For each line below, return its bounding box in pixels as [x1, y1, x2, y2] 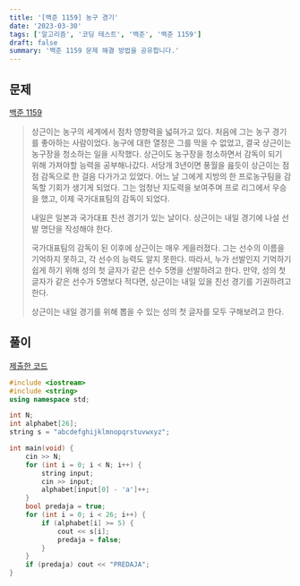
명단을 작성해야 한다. [40, 223, 114, 234]
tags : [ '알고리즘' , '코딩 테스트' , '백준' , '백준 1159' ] [9, 30, 201, 38]
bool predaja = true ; [25, 502, 106, 511]
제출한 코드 [9, 360, 48, 371]
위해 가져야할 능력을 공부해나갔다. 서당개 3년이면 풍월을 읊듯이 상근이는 [30, 159, 280, 170]
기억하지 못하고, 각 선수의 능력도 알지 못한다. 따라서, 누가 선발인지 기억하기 [30, 253, 292, 264]
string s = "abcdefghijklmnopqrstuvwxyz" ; [9, 428, 170, 437]
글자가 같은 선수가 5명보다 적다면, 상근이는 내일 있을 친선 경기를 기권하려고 [30, 276, 292, 286]
